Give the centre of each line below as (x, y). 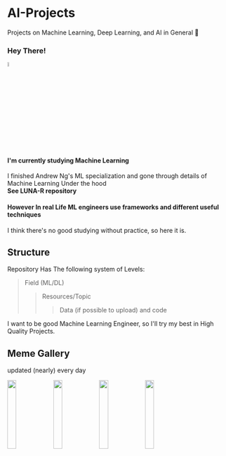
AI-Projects (41, 13)
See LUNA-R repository (42, 191)
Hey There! (27, 51)
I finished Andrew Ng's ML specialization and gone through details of (107, 176)
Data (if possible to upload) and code (113, 310)
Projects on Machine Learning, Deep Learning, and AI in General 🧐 (103, 32)
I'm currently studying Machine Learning (68, 160)
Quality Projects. (31, 331)
